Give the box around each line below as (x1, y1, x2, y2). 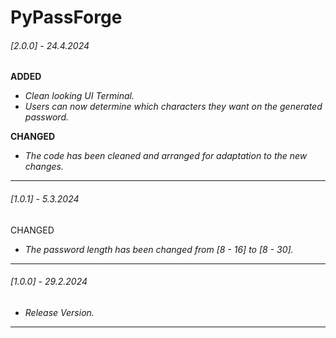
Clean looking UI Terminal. (24, 90, 135, 102)
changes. (24, 161, 65, 173)
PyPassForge (10, 6, 123, 29)
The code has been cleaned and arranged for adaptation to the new (24, 150, 308, 162)
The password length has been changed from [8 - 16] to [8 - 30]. (24, 243, 294, 255)
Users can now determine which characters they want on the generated (24, 101, 323, 113)
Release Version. (24, 306, 95, 318)
